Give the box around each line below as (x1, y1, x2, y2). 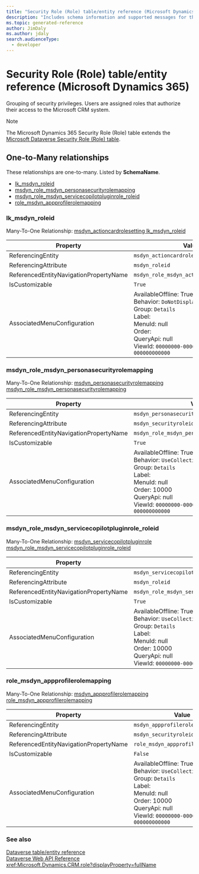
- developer (11, 42, 41, 48)
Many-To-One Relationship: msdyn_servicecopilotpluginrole (6, 537, 152, 545)
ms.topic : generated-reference (6, 20, 84, 26)
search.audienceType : (6, 36, 60, 42)
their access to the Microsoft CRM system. (6, 106, 110, 113)
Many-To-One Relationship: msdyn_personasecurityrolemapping (6, 379, 164, 386)
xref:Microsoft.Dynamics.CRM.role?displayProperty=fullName (6, 862, 157, 869)
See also (6, 835, 31, 843)
